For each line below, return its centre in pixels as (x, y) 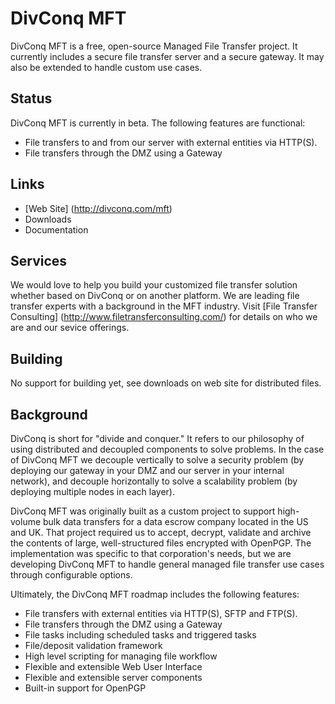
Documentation (56, 229)
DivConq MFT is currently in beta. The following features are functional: (158, 123)
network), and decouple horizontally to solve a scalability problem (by (154, 481)
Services (39, 260)
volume (26, 521)
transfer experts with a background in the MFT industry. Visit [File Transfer (164, 306)
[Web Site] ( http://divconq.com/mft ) (98, 208)
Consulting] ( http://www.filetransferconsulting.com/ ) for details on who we (164, 317)
